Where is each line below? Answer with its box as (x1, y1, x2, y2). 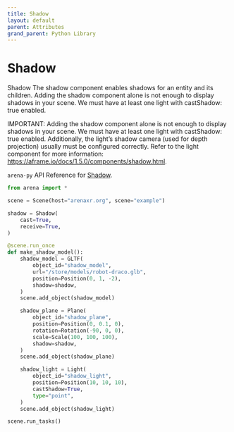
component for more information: (7, 149, 104, 159)
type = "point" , (32, 392, 74, 399)
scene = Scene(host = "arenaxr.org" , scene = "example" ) (7, 197, 166, 204)
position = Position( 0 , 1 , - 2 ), (32, 275, 121, 282)
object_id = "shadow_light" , (32, 373, 112, 380)
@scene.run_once (7, 242, 55, 249)
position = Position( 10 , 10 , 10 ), (32, 379, 128, 386)
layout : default (7, 17, 55, 24)
